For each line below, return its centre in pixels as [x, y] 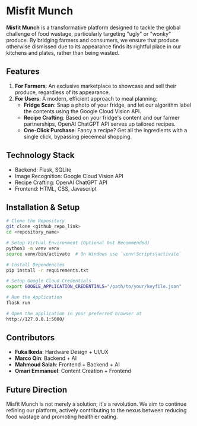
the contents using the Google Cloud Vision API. [82, 111]
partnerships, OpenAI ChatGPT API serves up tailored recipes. [100, 124]
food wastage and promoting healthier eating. [62, 417]
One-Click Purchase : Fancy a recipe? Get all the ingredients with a [105, 130]
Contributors [31, 338]
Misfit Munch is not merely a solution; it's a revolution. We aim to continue [96, 404]
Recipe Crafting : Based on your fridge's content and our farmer [101, 117]
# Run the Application [34, 297]
